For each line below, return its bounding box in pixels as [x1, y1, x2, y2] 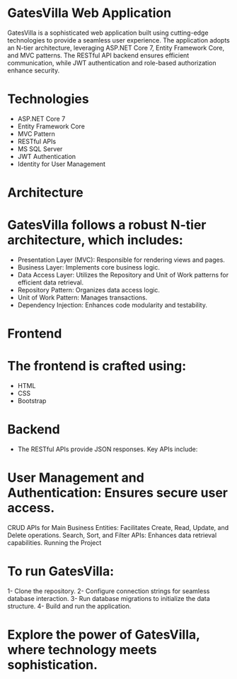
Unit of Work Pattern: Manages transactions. [17, 293, 148, 302]
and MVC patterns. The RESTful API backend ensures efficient [7, 51, 190, 60]
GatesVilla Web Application [7, 5, 172, 21]
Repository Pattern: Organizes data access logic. [17, 286, 161, 294]
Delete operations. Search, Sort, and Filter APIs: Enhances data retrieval [7, 531, 217, 539]
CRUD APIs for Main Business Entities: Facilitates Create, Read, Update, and [7, 524, 229, 531]
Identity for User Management [17, 160, 106, 168]
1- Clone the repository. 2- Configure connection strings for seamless [7, 587, 210, 595]
